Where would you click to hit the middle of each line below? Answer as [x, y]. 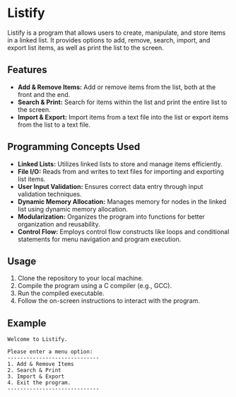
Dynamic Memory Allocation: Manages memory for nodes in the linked [122, 201]
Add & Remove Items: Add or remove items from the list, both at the [117, 87]
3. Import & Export [36, 376]
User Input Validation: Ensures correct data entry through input [110, 186]
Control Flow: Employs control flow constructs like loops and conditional [123, 231]
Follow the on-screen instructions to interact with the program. [108, 301]
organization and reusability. [59, 224]
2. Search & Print [34, 370]
